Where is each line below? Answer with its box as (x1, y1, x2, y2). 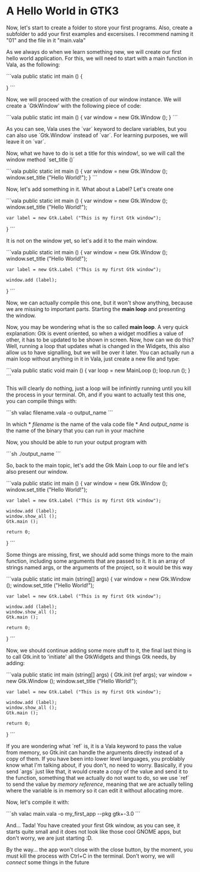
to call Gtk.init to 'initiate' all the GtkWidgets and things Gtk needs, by (6, 653, 177, 660)
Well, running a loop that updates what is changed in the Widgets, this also (6, 342, 190, 349)
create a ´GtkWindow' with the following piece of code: (6, 102, 141, 109)
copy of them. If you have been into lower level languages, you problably (6, 755, 185, 762)
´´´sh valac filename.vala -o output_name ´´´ (6, 408, 113, 416)
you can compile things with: (6, 397, 77, 404)
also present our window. (6, 468, 69, 475)
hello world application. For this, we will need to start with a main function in (6, 54, 193, 62)
